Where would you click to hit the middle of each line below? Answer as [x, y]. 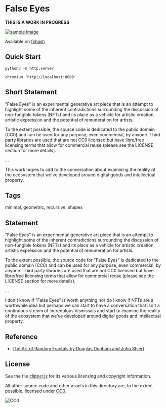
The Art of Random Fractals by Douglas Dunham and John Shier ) [78, 348]
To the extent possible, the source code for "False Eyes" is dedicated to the [82, 260]
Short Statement [31, 92]
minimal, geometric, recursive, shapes [44, 207]
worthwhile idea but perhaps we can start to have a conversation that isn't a [83, 306]
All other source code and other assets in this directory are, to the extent [79, 385]
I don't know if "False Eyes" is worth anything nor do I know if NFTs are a [79, 300]
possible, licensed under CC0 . [36, 391]
